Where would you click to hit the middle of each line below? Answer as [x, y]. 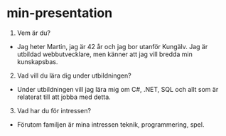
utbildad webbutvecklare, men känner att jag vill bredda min [104, 54]
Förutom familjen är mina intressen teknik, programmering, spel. [111, 124]
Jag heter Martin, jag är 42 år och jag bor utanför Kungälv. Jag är [112, 46]
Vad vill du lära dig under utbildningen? [74, 75]
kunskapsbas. [37, 61]
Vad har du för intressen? [54, 110]
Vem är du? [34, 33]
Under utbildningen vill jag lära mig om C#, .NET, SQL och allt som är [118, 89]
